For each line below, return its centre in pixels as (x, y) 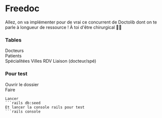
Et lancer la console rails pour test (45, 107)
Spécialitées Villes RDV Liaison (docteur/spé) (51, 61)
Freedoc (22, 9)
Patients (14, 56)
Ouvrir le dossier (22, 84)
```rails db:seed (23, 103)
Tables (13, 40)
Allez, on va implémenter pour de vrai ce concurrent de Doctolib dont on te (81, 22)
